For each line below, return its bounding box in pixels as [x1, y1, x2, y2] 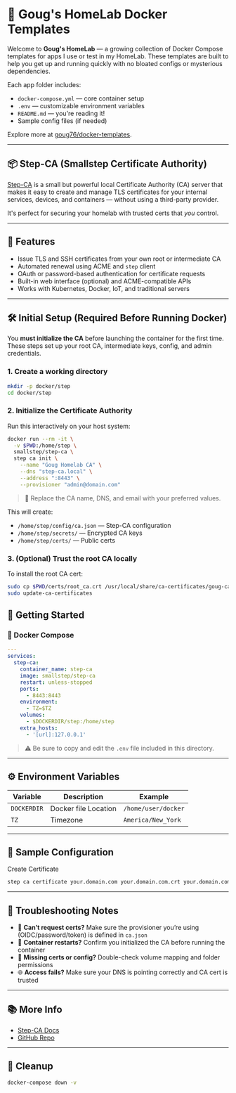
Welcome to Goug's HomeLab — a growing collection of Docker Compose [7, 44, 223, 53]
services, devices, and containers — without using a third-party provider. [7, 195, 219, 203]
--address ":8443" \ [20, 474, 80, 481]
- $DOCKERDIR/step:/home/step [25, 718, 114, 725]
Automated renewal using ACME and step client [17, 261, 156, 270]
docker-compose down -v [7, 1079, 77, 1086]
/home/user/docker [123, 804, 185, 813]
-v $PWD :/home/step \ [13, 442, 77, 449]
